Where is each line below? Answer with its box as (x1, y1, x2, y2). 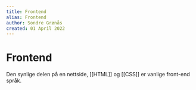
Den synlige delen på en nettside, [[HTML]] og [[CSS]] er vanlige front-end (6, 71, 191, 78)
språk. (6, 77, 22, 84)
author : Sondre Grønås (6, 20, 63, 26)
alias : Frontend (6, 14, 46, 20)
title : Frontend (6, 8, 46, 15)
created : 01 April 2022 (6, 25, 66, 32)
